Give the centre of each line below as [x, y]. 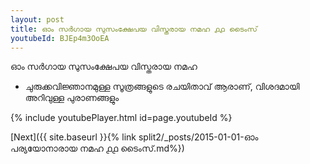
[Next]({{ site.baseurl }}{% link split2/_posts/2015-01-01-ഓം [134, 137]
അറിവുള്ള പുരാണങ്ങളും [72, 98]
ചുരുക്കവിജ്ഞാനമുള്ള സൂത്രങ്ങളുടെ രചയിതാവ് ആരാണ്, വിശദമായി [162, 87]
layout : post [37, 19]
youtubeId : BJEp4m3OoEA [60, 38]
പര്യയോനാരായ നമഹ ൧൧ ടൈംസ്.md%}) [97, 148]
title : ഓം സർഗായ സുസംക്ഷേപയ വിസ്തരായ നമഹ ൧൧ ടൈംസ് [134, 29]
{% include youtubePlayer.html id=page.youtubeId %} [121, 118]
